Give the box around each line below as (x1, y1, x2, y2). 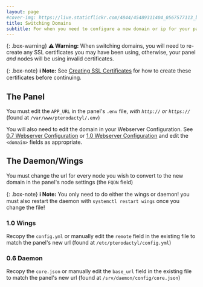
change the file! (6, 204, 45, 211)
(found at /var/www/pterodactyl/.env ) (6, 114, 100, 121)
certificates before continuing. (6, 74, 82, 82)
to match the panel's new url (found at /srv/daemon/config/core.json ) (6, 274, 181, 282)
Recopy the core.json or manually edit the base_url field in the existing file (6, 268, 192, 275)
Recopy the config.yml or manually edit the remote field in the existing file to (6, 233, 196, 240)
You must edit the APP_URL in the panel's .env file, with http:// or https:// (6, 108, 190, 115)
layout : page (6, 8, 39, 15)
